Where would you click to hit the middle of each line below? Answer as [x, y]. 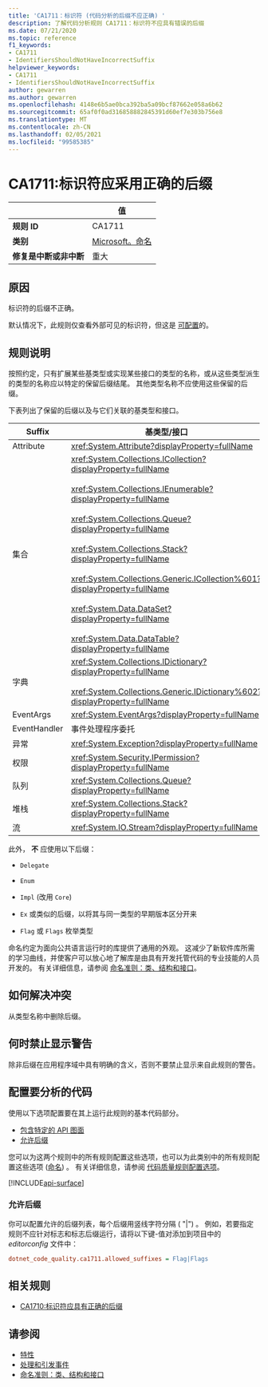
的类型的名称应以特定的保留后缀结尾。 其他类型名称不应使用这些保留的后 [128, 383]
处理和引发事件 [44, 1365]
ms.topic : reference [43, 38]
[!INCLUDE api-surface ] [46, 1183]
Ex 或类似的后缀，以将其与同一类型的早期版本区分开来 [108, 914]
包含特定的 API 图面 [52, 1130]
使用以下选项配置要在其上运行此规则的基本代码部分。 [96, 1113]
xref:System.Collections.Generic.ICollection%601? [166, 579]
